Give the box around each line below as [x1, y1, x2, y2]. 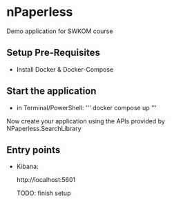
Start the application [6, 85, 97, 97]
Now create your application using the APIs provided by [6, 116, 165, 125]
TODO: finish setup [16, 189, 71, 197]
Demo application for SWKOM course [6, 27, 113, 35]
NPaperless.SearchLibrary [6, 124, 82, 132]
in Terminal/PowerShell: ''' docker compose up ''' [16, 103, 157, 112]
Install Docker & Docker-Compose [16, 65, 114, 73]
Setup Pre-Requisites [6, 47, 101, 59]
